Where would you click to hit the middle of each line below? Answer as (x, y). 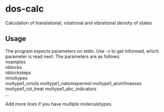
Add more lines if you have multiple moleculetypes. (59, 104)
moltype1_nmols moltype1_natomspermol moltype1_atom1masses (73, 83)
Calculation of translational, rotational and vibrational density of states (79, 23)
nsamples (16, 62)
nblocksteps (18, 72)
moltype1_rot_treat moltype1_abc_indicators (51, 89)
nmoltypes (17, 78)
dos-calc (25, 9)
